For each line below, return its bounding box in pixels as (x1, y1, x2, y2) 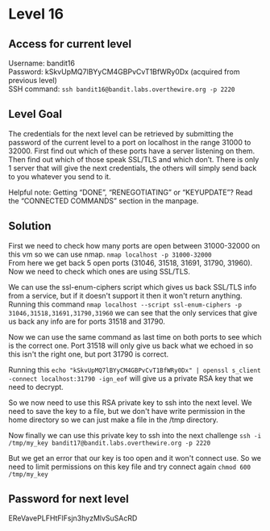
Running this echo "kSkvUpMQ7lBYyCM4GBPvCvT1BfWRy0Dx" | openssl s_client (8, 365, 261, 374)
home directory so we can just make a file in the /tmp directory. (8, 415, 219, 424)
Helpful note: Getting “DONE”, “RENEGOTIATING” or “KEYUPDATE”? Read (8, 187, 253, 197)
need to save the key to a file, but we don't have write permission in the (8, 406, 246, 416)
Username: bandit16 (8, 58, 75, 68)
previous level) (8, 76, 58, 85)
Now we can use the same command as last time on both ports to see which (8, 332, 262, 341)
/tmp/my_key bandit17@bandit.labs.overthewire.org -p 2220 (8, 439, 211, 447)
